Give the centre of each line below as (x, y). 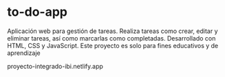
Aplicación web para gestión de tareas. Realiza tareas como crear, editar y (112, 31)
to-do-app (37, 12)
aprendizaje (24, 53)
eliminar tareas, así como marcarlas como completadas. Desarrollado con (111, 38)
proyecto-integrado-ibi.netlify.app (55, 66)
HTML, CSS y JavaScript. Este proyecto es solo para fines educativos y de (113, 45)
